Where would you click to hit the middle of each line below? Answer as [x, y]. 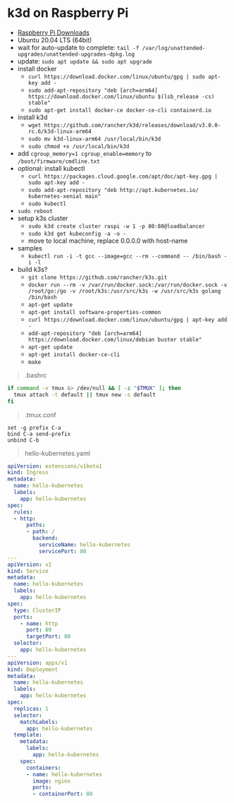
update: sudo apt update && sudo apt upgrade [85, 61]
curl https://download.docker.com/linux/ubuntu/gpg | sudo [117, 77]
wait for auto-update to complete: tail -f [78, 47]
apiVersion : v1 [30, 564]
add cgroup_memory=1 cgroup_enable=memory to [85, 153]
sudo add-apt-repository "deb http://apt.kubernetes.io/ [113, 190]
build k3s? [32, 269]
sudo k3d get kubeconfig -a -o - [77, 234]
